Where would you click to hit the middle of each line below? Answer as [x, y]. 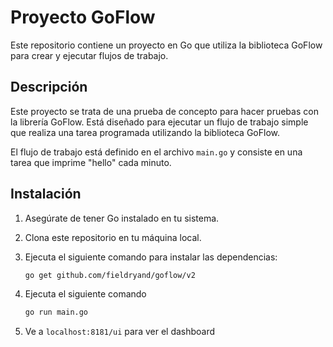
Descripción [49, 87]
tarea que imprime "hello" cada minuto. [91, 162]
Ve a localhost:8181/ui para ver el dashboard [120, 332]
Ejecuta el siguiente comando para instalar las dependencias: [151, 257]
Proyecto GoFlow [83, 17]
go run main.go [56, 312]
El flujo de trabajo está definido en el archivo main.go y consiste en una [156, 152]
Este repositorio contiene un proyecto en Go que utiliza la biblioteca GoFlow [166, 45]
